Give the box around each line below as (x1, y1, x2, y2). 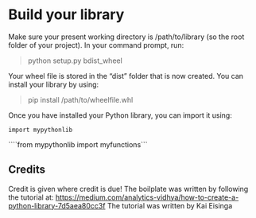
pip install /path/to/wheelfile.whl (27, 95, 134, 104)
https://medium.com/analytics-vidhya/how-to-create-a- (55, 193, 239, 202)
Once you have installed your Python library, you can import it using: (8, 110, 232, 120)
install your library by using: (8, 80, 99, 89)
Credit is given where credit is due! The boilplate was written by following (8, 184, 249, 193)
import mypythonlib (8, 126, 73, 134)
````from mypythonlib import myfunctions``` (8, 139, 149, 149)
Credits (8, 163, 46, 177)
